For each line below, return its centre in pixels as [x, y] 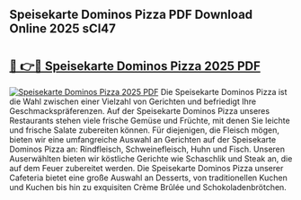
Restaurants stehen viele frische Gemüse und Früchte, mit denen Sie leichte [150, 121]
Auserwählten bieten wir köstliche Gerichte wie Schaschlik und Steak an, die [151, 159]
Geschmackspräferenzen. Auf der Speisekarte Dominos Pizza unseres [140, 111]
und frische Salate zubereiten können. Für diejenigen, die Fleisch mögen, [145, 130]
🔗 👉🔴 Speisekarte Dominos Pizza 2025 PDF [135, 66]
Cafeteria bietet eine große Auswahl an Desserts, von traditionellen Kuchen [148, 178]
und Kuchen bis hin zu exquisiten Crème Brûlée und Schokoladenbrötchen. [148, 187]
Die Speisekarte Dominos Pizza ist [224, 92]
